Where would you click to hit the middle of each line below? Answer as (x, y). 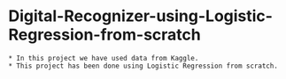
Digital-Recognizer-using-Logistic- (141, 16)
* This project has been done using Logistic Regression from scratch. (143, 66)
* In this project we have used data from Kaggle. (104, 58)
